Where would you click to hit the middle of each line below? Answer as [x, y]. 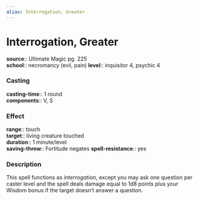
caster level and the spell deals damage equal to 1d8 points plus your [92, 184]
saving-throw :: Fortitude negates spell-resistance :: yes [76, 148]
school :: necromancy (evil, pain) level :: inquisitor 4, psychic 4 [83, 65]
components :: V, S [30, 100]
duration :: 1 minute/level [37, 142]
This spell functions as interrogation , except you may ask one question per [99, 178]
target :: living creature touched [45, 136]
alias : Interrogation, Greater [46, 12]
